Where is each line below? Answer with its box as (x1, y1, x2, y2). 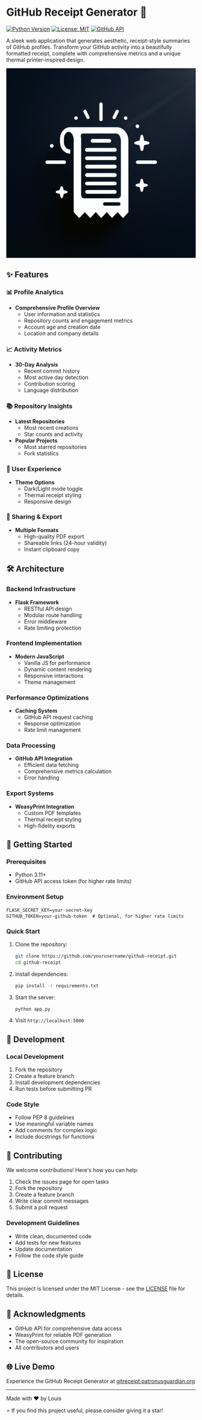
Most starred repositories (23, 444, 87, 451)
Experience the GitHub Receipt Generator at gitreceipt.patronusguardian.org (6, 1378, 195, 1384)
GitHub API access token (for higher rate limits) (14, 878, 132, 885)
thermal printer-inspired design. (6, 56, 85, 63)
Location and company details (23, 329, 99, 336)
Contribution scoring (23, 380, 75, 387)
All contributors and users (14, 1344, 79, 1351)
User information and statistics (23, 310, 100, 318)
